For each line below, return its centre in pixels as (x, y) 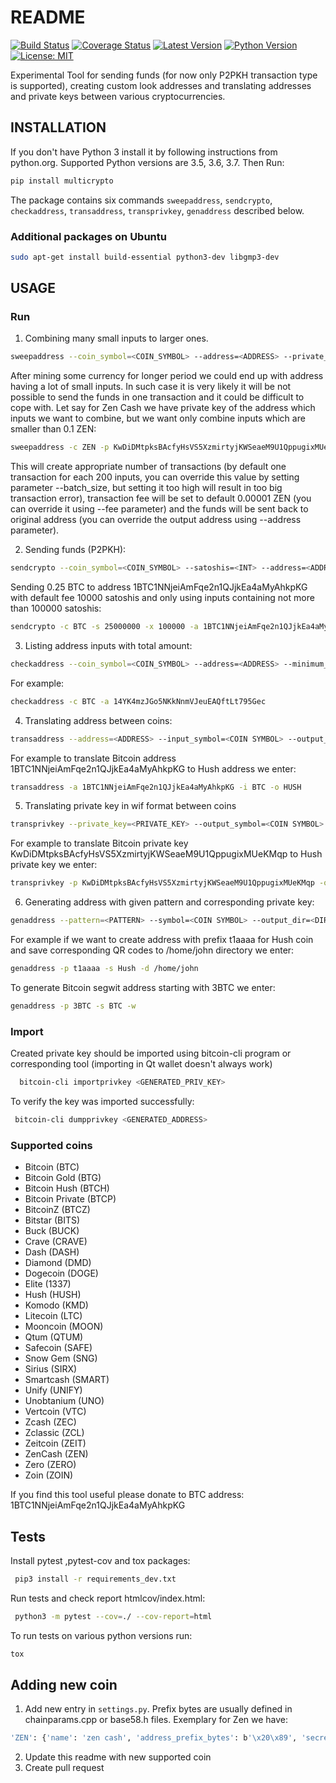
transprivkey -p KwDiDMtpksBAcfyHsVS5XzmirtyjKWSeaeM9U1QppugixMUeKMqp (162, 883)
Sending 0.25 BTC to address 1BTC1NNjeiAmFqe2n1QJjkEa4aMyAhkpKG (159, 587)
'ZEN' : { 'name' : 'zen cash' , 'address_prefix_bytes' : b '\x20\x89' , (154, 1738)
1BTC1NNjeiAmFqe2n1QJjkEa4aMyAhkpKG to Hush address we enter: (153, 768)
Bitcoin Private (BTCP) (70, 1199)
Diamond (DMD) (58, 1263)
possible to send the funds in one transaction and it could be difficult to (157, 397)
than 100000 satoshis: (56, 608)
